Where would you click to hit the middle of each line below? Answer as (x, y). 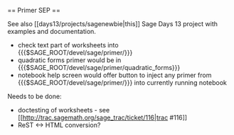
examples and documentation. (52, 31)
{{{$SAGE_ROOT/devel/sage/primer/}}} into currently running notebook (122, 83)
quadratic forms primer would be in (69, 60)
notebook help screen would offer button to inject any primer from (115, 75)
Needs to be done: (34, 96)
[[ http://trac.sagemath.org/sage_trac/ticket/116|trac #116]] (102, 117)
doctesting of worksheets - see (64, 110)
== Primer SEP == (34, 10)
